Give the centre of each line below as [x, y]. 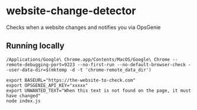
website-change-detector [71, 11]
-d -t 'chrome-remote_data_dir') [110, 70]
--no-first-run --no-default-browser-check [132, 64]
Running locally [35, 46]
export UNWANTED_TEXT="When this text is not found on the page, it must [99, 90]
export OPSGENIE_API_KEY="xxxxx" [47, 85]
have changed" [24, 96]
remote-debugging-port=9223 [41, 64]
